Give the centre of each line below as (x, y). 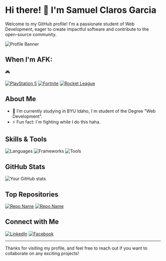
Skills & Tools (26, 139)
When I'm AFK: (29, 60)
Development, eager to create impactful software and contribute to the (77, 29)
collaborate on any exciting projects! (42, 253)
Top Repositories (32, 194)
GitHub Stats (25, 166)
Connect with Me (32, 222)
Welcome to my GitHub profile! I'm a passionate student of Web (70, 24)
